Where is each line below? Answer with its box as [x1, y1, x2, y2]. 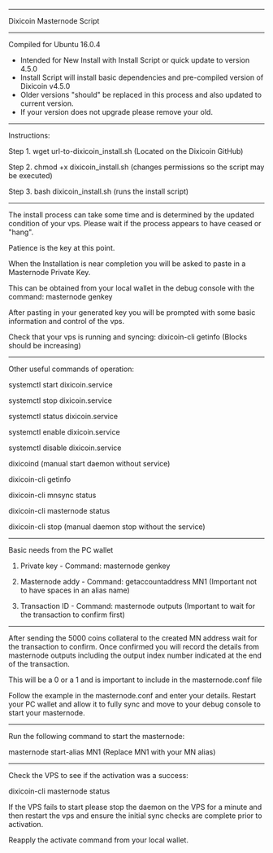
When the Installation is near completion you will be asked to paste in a [8, 259, 246, 269]
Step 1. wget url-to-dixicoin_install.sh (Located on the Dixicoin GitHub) [8, 147, 244, 155]
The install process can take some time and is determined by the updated [8, 210, 254, 220]
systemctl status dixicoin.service [8, 412, 119, 421]
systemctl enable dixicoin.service [8, 427, 120, 436]
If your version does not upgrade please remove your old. [19, 107, 214, 116]
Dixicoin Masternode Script [8, 16, 100, 25]
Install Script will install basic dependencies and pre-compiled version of [19, 72, 264, 82]
